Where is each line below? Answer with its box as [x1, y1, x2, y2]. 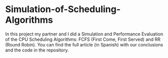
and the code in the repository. [5, 47, 69, 53]
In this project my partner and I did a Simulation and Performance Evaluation [5, 31, 163, 37]
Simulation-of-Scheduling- [5, 4, 121, 15]
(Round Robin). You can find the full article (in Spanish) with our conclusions [5, 41, 163, 47]
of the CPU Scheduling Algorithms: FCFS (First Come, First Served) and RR [5, 36, 161, 42]
